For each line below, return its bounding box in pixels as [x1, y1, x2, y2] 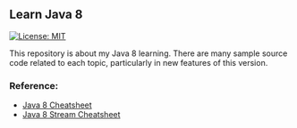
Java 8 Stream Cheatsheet [21, 109, 121, 120]
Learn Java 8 [9, 7, 83, 22]
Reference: [9, 79, 59, 92]
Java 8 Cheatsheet [21, 100, 92, 110]
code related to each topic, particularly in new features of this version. [9, 57, 268, 68]
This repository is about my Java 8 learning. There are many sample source [9, 48, 288, 59]
